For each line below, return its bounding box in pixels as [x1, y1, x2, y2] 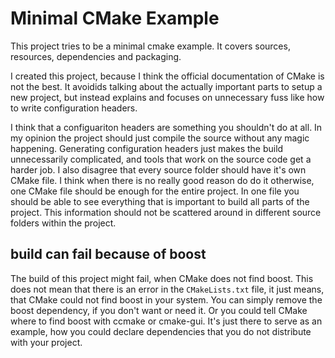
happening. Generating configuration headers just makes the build [10, 142, 284, 154]
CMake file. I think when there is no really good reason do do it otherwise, [10, 174, 315, 186]
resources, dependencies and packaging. [10, 50, 182, 62]
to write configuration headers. [10, 102, 138, 114]
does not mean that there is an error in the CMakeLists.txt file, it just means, [10, 283, 325, 295]
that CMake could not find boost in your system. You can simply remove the [10, 293, 323, 306]
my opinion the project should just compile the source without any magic [10, 132, 310, 144]
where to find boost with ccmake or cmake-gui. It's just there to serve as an [10, 315, 323, 327]
